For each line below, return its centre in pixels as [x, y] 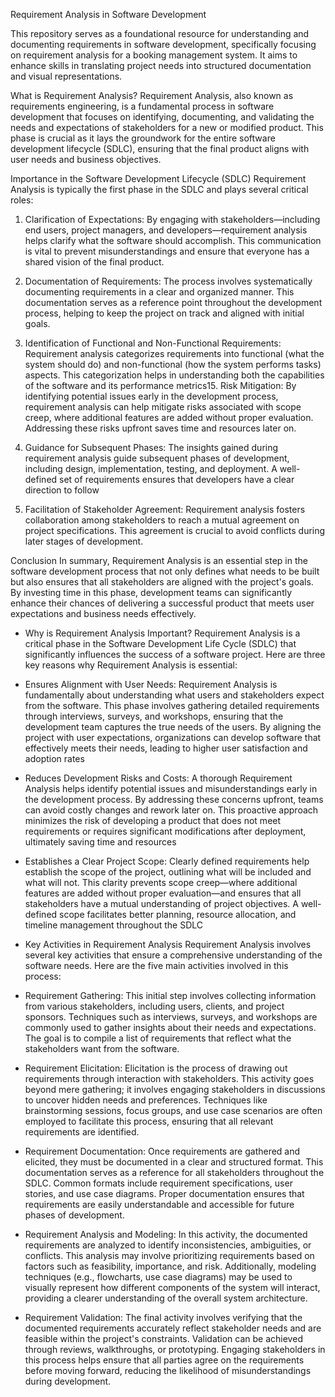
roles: [22, 200]
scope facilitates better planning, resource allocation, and [178, 914]
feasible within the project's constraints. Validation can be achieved [163, 1338]
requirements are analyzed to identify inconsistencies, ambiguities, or [168, 1245]
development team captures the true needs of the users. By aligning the [173, 727]
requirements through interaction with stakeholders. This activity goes [169, 1078]
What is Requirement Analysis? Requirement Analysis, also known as [152, 95]
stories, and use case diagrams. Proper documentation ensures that [164, 1193]
